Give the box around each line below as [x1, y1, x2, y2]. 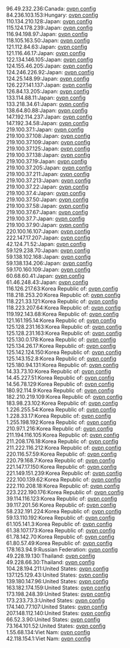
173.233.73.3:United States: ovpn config [6, 597, 105, 604]
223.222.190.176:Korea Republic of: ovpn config [6, 489, 124, 496]
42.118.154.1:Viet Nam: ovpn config [6, 635, 91, 642]
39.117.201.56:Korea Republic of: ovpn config [6, 501, 116, 508]
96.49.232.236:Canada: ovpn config [6, 5, 96, 12]
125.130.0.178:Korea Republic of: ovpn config [6, 336, 116, 343]
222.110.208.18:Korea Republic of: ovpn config [6, 482, 120, 489]
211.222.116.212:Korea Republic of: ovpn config [6, 444, 122, 451]
